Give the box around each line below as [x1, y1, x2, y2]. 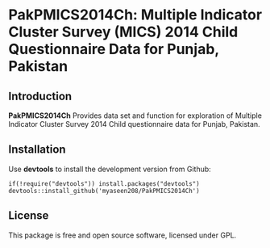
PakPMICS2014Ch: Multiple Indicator [8, 6, 263, 24]
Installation [8, 143, 66, 157]
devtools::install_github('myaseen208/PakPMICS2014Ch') [8, 187, 200, 195]
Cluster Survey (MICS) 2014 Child [8, 23, 239, 41]
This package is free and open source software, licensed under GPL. [8, 230, 237, 240]
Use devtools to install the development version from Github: [8, 164, 211, 174]
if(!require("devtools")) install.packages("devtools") [8, 179, 200, 187]
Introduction [8, 89, 73, 103]
